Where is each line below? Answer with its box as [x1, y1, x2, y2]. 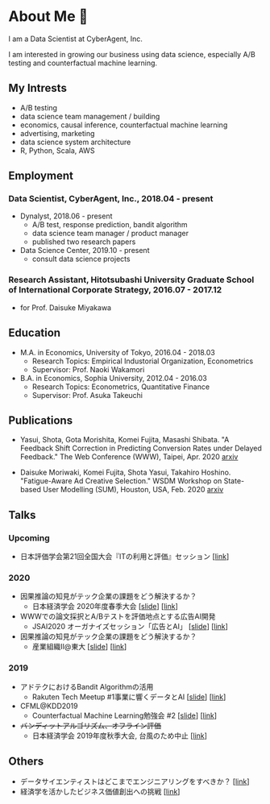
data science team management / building [19, 111, 160, 121]
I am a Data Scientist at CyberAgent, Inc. [8, 34, 143, 44]
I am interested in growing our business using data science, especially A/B [8, 49, 255, 59]
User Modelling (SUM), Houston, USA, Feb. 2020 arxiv [43, 485, 224, 495]
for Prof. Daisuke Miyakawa [19, 302, 111, 313]
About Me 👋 [8, 7, 89, 26]
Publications [8, 413, 73, 427]
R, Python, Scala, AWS [19, 145, 95, 155]
